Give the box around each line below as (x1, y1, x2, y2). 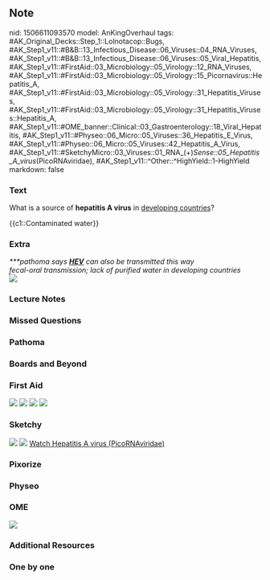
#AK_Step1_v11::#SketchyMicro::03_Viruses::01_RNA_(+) (9, 147, 194, 157)
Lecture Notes (9, 294, 66, 305)
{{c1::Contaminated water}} (9, 219, 100, 228)
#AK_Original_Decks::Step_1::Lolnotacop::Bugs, (9, 36, 166, 46)
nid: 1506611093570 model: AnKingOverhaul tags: (9, 27, 174, 37)
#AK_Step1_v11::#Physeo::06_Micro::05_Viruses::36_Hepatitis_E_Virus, (22, 130, 253, 140)
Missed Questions (9, 315, 82, 327)
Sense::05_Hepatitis (193, 147, 260, 157)
